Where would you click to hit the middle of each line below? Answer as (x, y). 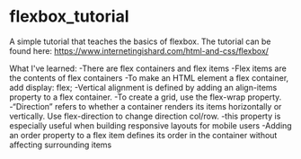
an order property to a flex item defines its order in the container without (143, 135)
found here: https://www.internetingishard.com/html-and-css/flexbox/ (139, 50)
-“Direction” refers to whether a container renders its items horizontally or (146, 106)
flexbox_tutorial (69, 17)
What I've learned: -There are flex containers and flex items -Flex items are (148, 68)
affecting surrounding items (61, 145)
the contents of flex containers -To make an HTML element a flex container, (149, 77)
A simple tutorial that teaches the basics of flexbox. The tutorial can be (140, 41)
